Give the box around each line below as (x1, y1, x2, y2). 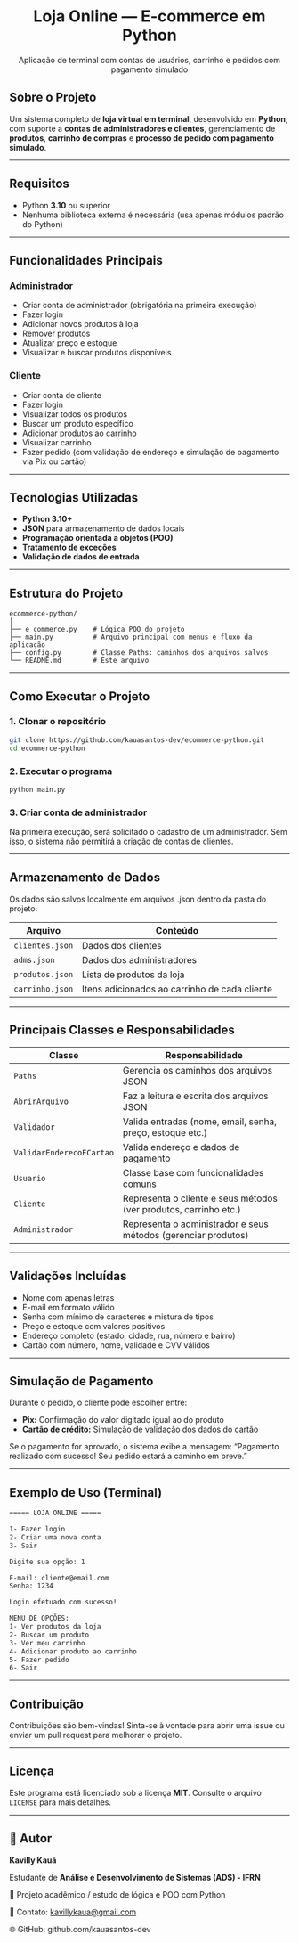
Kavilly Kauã (9, 1855, 57, 1865)
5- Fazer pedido (9, 1655, 69, 1664)
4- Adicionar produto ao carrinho (9, 1646, 138, 1656)
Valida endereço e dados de (123, 1140, 240, 1153)
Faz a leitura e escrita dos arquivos (123, 1090, 269, 1102)
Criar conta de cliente (21, 389, 102, 400)
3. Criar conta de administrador (9, 806, 148, 819)
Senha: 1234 (9, 1581, 53, 1591)
